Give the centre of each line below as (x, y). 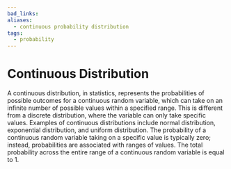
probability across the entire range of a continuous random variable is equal (116, 152)
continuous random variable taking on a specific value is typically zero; (109, 138)
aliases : (20, 20)
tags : (15, 33)
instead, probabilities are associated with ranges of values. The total (105, 145)
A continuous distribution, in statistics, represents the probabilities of (106, 93)
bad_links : (23, 14)
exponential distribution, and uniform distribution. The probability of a (107, 130)
